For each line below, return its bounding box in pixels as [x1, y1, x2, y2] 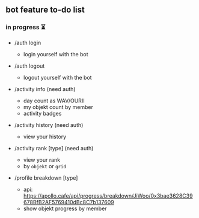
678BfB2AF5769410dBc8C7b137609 [23, 198, 115, 205]
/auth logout [14, 62, 45, 69]
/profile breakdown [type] [14, 174, 78, 181]
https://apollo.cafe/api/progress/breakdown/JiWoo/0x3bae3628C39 [23, 192, 193, 199]
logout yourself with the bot [23, 74, 92, 81]
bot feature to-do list [5, 5, 85, 15]
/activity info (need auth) [14, 85, 76, 92]
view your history [23, 133, 67, 140]
